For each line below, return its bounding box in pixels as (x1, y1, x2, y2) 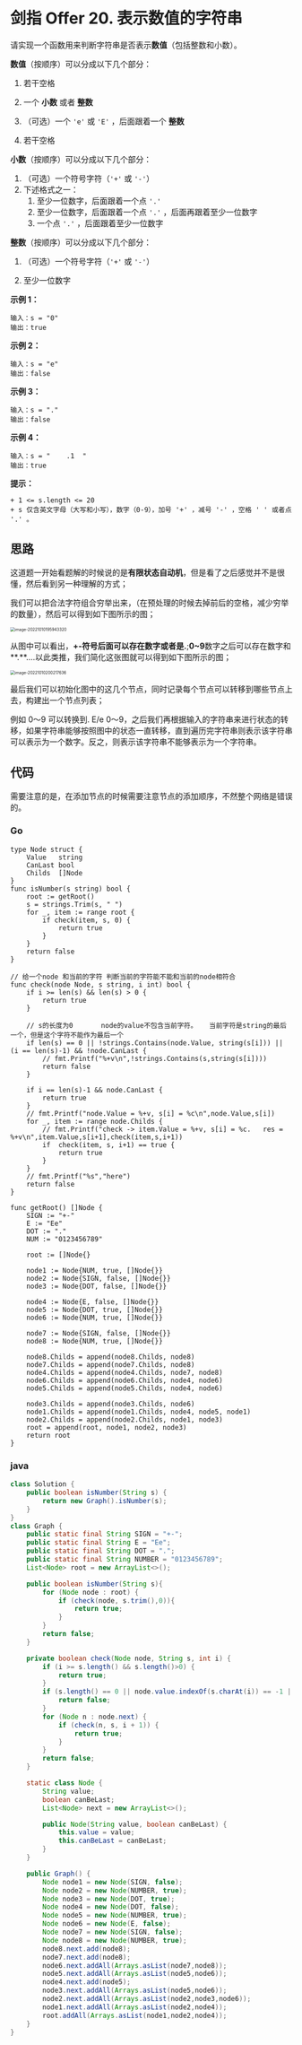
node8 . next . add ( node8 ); (42, 1944, 131, 1954)
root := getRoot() (26, 892, 95, 901)
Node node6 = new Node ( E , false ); (42, 1919, 171, 1928)
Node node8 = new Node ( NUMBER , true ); (42, 1936, 187, 1945)
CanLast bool (26, 860, 75, 870)
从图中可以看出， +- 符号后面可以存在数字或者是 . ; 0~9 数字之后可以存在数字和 (10, 640, 292, 651)
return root (26, 1431, 71, 1440)
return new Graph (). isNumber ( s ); (42, 1496, 168, 1505)
